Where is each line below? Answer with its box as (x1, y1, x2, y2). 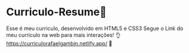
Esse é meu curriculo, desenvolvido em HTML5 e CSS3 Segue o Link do (6, 25, 184, 32)
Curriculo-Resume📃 (6, 5, 107, 19)
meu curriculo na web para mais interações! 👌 (6, 31, 121, 38)
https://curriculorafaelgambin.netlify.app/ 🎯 (6, 39, 113, 47)
